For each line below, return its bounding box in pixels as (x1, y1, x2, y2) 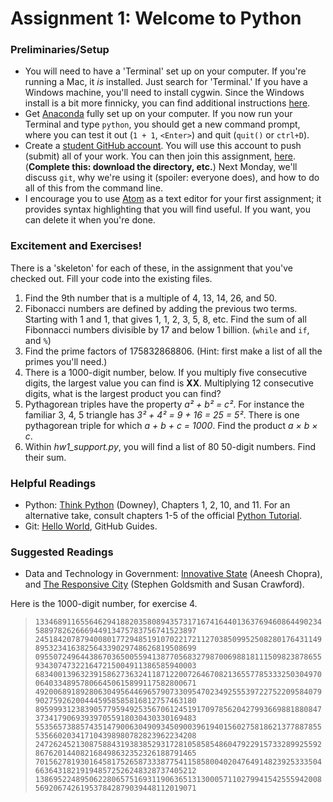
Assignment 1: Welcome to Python (10, 7, 302, 30)
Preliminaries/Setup (10, 43, 110, 57)
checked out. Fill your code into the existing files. (10, 272, 213, 284)
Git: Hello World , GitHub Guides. (24, 520, 158, 532)
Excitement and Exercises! (10, 239, 143, 253)
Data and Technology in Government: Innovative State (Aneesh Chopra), (24, 568, 323, 580)
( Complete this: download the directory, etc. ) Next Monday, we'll (24, 161, 298, 173)
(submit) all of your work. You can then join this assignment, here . (24, 150, 296, 162)
